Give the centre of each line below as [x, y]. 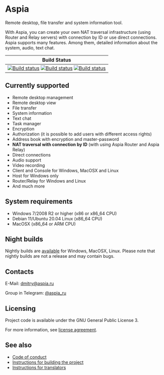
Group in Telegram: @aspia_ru [36, 293]
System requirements [39, 201]
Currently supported [37, 86]
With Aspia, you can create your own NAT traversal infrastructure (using [78, 32]
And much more [28, 186]
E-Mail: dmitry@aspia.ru [29, 284]
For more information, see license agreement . [51, 330]
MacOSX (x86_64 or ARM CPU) [44, 224]
